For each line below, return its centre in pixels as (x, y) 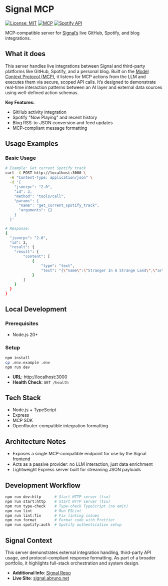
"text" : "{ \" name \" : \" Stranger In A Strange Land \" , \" (99, 270)
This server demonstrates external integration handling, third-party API (78, 552)
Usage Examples (32, 144)
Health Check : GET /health (40, 382)
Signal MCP (30, 9)
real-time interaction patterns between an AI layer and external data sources (84, 87)
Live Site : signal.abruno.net (41, 578)
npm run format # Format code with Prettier (60, 520)
